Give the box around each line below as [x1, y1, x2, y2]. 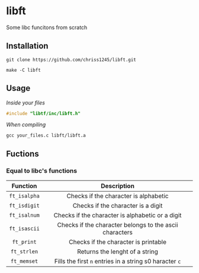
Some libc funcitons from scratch [6, 24, 88, 31]
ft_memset [11, 258, 38, 265]
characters [102, 228, 133, 237]
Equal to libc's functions [6, 166, 78, 174]
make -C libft [6, 67, 41, 73]
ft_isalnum [9, 212, 40, 219]
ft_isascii [9, 226, 40, 232]
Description [100, 182, 135, 191]
